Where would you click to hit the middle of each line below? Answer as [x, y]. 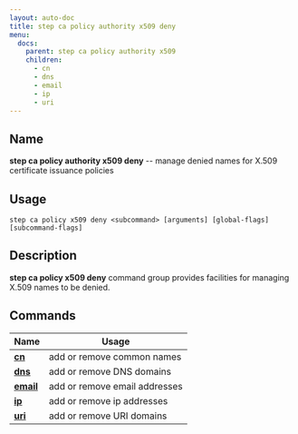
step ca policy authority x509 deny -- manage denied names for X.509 [144, 161]
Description [43, 256]
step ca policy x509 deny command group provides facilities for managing [149, 277]
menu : [19, 35]
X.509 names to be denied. [60, 287]
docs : [28, 43]
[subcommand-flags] [46, 228]
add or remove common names [115, 357]
